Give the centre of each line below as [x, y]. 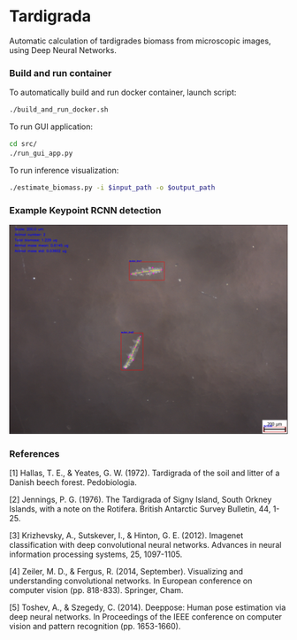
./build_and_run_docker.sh [59, 110]
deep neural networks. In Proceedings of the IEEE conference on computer [146, 617]
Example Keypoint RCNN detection [85, 210]
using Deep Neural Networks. [63, 50]
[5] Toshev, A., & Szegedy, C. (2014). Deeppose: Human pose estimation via [148, 607]
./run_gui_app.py [41, 153]
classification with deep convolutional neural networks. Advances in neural [145, 545]
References [34, 453]
